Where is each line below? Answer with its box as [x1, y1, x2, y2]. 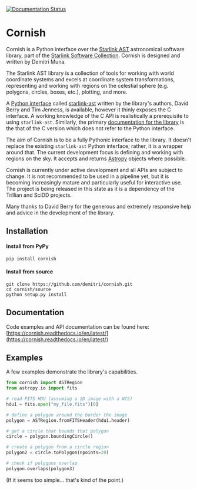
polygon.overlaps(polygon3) [6, 465, 75, 471]
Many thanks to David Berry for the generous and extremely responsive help [6, 203, 191, 210]
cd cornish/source [6, 286, 51, 292]
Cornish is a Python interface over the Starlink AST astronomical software [6, 45, 185, 52]
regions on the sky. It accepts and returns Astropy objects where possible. [6, 155, 186, 162]
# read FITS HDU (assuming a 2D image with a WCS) [6, 396, 133, 402]
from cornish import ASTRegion [6, 380, 83, 386]
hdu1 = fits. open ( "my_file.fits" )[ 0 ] [6, 401, 99, 407]
